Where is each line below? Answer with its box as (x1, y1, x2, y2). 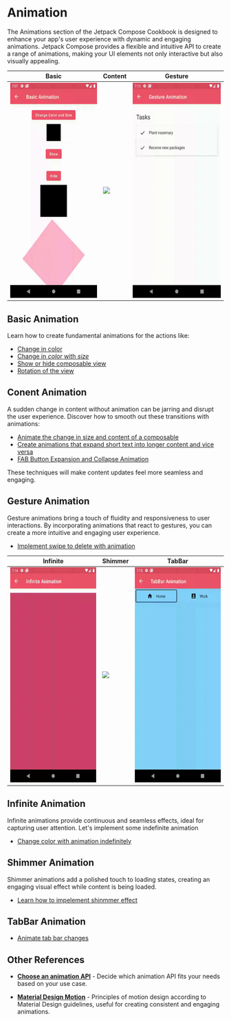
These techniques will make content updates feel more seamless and (7, 468, 203, 476)
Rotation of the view (16, 367, 74, 375)
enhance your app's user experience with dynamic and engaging (7, 34, 191, 43)
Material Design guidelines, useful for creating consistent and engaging (16, 1000, 220, 1009)
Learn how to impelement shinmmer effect (16, 896, 137, 904)
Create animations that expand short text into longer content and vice (16, 440, 214, 448)
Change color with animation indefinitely (16, 836, 132, 845)
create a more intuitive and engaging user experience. (7, 528, 160, 536)
